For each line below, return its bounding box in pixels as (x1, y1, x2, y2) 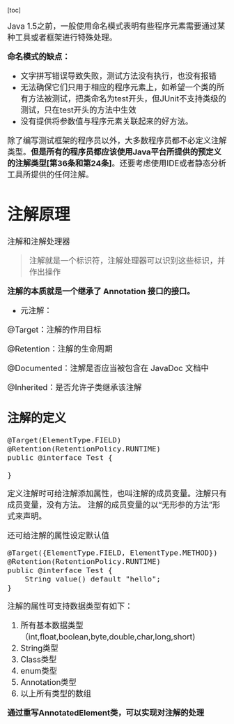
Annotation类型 (20, 677, 77, 687)
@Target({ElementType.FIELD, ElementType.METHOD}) (7, 548, 218, 558)
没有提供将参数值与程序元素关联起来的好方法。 (20, 117, 194, 126)
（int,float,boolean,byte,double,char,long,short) (20, 632, 196, 642)
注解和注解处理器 (7, 236, 70, 247)
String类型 (20, 643, 59, 653)
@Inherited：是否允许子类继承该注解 (7, 382, 142, 392)
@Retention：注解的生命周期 (7, 344, 113, 354)
